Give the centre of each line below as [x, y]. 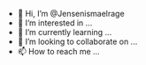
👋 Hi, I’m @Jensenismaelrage [71, 14]
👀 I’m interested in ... [55, 23]
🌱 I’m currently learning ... [65, 32]
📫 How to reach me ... [58, 51]
